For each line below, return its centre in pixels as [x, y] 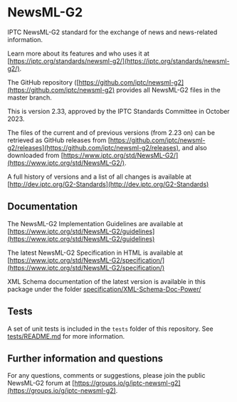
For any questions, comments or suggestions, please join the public [106, 376]
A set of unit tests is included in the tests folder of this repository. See [110, 329]
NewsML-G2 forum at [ [41, 383]
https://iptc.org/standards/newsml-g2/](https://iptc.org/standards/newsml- [120, 60]
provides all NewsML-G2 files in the [168, 90]
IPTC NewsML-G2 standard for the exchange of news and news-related [112, 32]
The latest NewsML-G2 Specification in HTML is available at [95, 253]
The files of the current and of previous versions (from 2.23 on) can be [111, 132]
